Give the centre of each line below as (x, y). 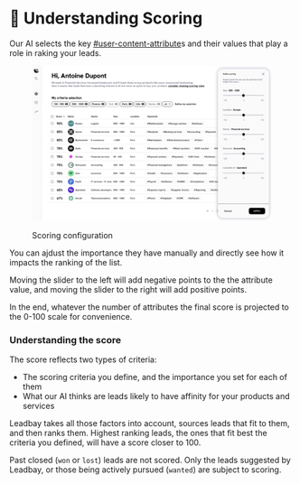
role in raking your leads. (56, 52)
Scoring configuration (72, 235)
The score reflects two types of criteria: (83, 359)
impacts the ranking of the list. (66, 262)
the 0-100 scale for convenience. (71, 316)
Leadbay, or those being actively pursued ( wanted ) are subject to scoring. (145, 470)
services (38, 406)
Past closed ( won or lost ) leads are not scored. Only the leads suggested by (150, 461)
